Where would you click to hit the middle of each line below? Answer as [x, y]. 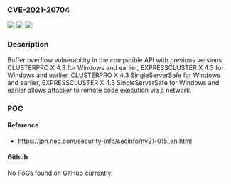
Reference [23, 125]
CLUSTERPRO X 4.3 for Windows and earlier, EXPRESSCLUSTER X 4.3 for [116, 67]
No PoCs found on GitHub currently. [60, 173]
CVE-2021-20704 [38, 10]
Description [28, 45]
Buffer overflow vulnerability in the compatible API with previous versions [115, 60]
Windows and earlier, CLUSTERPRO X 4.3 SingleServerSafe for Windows [114, 75]
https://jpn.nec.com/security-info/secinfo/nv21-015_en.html [105, 141]
